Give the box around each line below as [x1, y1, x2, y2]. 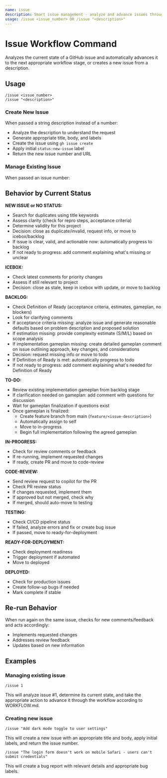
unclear [12, 254, 28, 260]
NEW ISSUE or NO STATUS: [5, 202, 63, 208]
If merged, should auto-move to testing [12, 499, 93, 505]
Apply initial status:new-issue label [12, 146, 84, 152]
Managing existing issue [5, 672, 66, 679]
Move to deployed [12, 559, 50, 565]
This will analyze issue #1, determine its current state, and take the [5, 692, 142, 698]
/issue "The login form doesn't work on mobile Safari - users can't [5, 750, 153, 755]
